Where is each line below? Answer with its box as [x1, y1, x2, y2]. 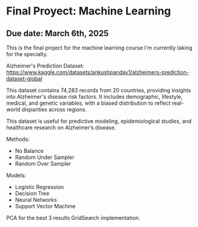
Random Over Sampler [14, 160, 71, 167]
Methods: [6, 135, 30, 143]
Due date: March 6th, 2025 [6, 28, 109, 39]
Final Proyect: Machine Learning [6, 4, 171, 18]
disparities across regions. [21, 106, 87, 113]
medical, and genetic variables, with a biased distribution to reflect [6, 99, 171, 107]
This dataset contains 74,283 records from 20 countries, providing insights [6, 87, 191, 94]
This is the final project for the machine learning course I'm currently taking [6, 44, 193, 51]
